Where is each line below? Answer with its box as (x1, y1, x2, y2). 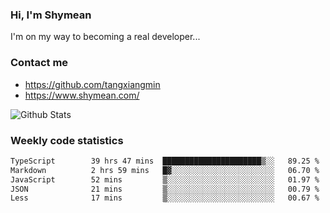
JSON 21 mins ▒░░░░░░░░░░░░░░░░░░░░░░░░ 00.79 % (10, 184, 320, 194)
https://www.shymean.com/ (24, 89, 140, 101)
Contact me (10, 56, 69, 70)
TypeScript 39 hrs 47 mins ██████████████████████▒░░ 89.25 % (10, 156, 320, 166)
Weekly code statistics (10, 133, 124, 147)
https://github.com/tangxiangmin (24, 78, 161, 90)
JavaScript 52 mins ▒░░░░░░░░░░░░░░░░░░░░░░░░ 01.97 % (10, 174, 320, 185)
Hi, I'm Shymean (10, 8, 92, 22)
